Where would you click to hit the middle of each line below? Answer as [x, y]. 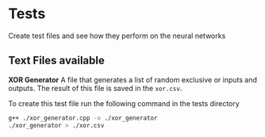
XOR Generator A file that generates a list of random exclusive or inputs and [133, 79]
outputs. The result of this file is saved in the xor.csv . [95, 88]
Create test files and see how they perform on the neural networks [117, 36]
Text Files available [56, 61]
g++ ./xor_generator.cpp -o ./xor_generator [83, 118]
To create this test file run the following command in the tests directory [124, 103]
